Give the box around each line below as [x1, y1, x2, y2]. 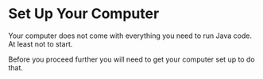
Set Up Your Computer [8, 5, 160, 23]
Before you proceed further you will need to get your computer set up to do [8, 55, 256, 64]
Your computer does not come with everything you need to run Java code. [8, 31, 253, 40]
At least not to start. [8, 39, 73, 48]
